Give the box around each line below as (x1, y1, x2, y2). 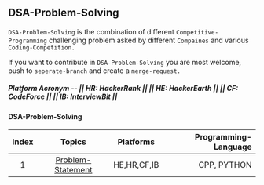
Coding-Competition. (8, 43, 76, 52)
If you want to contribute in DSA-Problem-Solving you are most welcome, (8, 57, 242, 67)
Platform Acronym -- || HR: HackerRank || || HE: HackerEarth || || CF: (8, 84, 239, 93)
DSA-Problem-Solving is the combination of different (8, 27, 175, 36)
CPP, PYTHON (198, 160, 252, 171)
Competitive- (176, 28, 218, 36)
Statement (54, 165, 93, 176)
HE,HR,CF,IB (113, 160, 159, 171)
